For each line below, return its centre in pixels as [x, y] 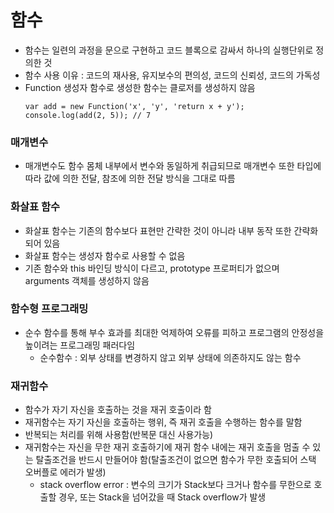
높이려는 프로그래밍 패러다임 [80, 345]
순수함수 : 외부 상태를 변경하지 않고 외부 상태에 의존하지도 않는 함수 [170, 357]
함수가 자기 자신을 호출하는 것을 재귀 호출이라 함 [118, 410]
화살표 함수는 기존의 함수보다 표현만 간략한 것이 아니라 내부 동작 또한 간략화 [171, 230]
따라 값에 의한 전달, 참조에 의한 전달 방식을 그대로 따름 [130, 178]
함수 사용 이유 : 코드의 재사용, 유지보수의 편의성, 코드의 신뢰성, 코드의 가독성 [172, 75]
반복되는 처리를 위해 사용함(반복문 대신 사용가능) [119, 435]
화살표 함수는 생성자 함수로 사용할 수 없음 [105, 255]
